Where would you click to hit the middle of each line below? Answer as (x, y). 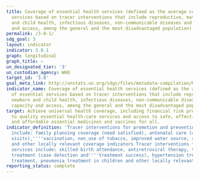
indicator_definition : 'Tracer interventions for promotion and (87, 128)
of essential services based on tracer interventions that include (97, 94)
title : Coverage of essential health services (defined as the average (96, 12)
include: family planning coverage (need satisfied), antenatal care (99, 133)
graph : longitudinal (32, 56)
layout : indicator (29, 45)
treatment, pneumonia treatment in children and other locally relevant (103, 161)
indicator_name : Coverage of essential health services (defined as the (98, 89)
